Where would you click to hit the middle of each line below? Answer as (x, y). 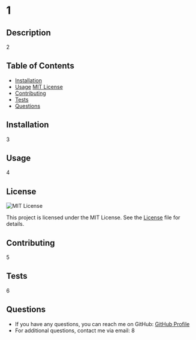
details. (15, 224)
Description (28, 33)
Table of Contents (40, 66)
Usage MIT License (39, 87)
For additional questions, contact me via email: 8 (75, 330)
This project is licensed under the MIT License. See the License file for (94, 217)
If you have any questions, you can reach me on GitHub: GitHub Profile (102, 324)
